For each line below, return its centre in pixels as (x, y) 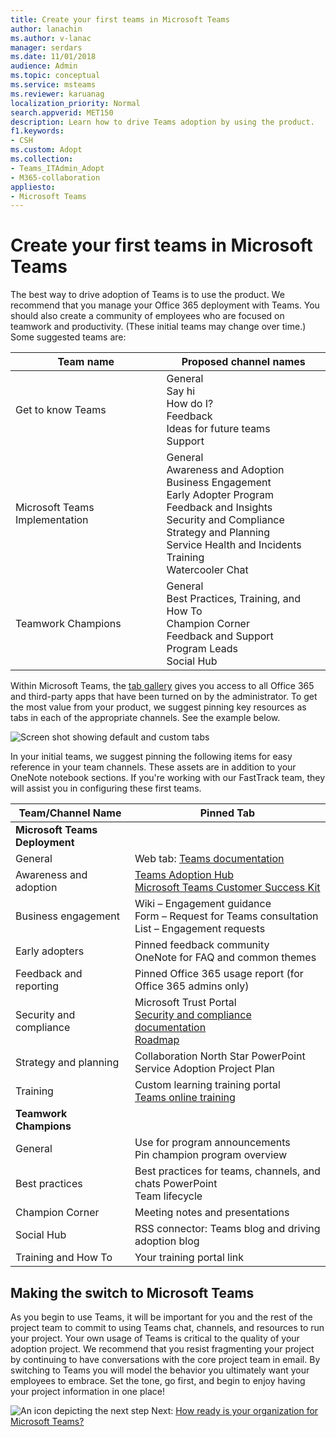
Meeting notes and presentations (212, 1213)
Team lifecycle (168, 1196)
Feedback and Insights (219, 508)
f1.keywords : (37, 131)
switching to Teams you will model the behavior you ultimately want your (160, 1370)
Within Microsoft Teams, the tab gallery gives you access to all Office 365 (162, 686)
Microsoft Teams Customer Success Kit (227, 888)
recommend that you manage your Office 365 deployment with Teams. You (165, 305)
